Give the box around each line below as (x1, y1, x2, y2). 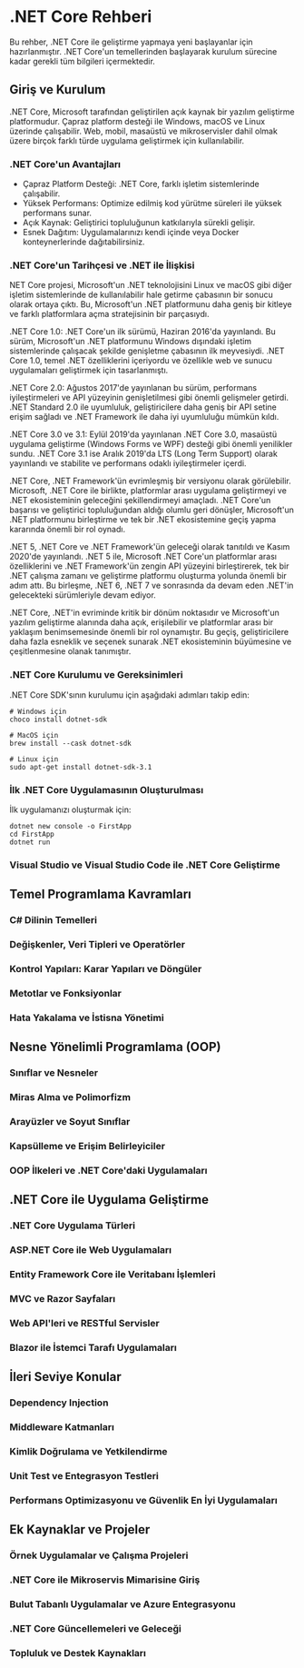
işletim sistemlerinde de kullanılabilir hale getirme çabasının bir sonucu (9, 289, 274, 301)
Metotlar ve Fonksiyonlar (9, 987, 123, 999)
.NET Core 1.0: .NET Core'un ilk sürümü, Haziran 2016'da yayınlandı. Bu (9, 326, 277, 337)
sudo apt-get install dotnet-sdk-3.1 (9, 762, 152, 771)
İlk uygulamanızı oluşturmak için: (9, 804, 132, 815)
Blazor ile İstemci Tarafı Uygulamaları (9, 1341, 177, 1354)
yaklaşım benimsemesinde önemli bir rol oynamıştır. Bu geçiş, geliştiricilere (9, 627, 289, 638)
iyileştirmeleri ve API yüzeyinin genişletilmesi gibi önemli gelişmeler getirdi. (9, 392, 289, 403)
